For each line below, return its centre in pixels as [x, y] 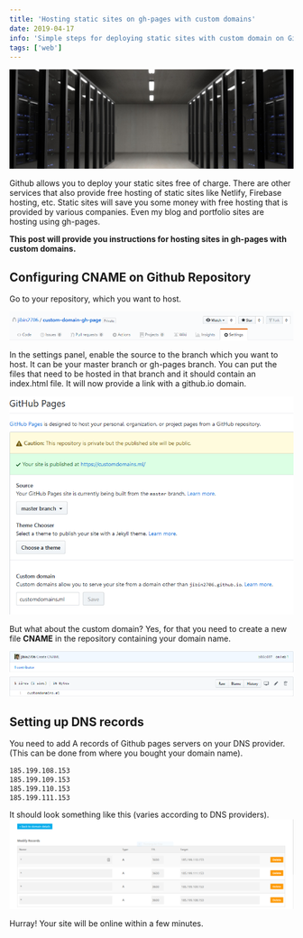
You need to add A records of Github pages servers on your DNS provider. [147, 743]
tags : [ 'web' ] [36, 48]
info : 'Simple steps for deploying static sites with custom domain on [147, 38]
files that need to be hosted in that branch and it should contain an [133, 374]
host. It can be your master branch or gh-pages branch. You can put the [143, 365]
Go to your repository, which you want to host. [96, 299]
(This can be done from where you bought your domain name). [126, 753]
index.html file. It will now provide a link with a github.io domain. [128, 384]
